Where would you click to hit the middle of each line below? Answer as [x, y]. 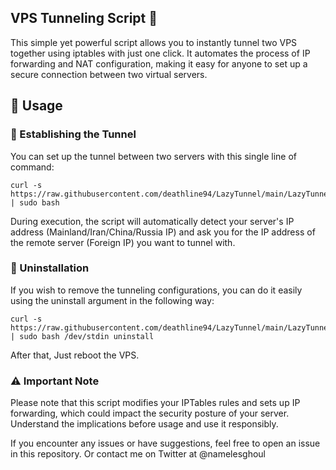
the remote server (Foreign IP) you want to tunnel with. [123, 242]
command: [32, 167]
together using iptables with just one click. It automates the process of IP [160, 53]
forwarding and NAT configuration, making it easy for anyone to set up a [159, 63]
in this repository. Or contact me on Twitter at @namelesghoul [138, 454]
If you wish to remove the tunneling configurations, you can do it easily [156, 290]
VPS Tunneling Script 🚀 [84, 18]
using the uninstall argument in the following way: [112, 300]
